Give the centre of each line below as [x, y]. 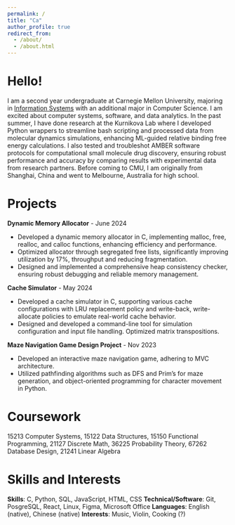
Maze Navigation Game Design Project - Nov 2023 [82, 344]
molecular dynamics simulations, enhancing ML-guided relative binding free [117, 138]
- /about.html [34, 46]
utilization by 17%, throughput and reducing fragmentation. [102, 259]
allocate [29, 316]
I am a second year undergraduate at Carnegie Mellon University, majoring [115, 101]
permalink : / [26, 14]
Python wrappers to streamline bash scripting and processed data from [110, 130]
